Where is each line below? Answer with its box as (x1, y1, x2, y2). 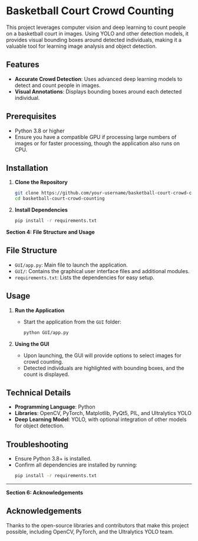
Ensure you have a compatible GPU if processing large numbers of (14, 133, 177, 140)
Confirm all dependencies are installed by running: (14, 461, 137, 468)
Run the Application (14, 306, 65, 314)
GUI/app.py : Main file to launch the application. (14, 261, 128, 268)
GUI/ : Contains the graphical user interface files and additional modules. (14, 267, 190, 274)
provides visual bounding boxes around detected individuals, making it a (6, 36, 181, 43)
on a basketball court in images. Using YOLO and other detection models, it (6, 30, 189, 37)
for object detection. (14, 422, 65, 429)
